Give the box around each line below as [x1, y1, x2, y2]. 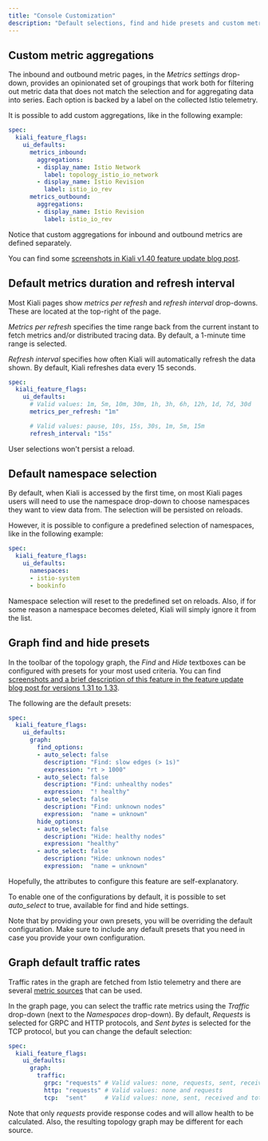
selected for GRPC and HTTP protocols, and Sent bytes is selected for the [8, 1018, 251, 1028]
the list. [8, 613, 33, 622]
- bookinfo [29, 582, 66, 590]
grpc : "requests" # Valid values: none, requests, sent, [43, 1079, 238, 1088]
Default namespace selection [8, 468, 157, 481]
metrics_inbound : [29, 148, 88, 156]
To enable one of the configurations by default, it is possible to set [8, 891, 226, 902]
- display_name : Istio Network [37, 163, 141, 172]
